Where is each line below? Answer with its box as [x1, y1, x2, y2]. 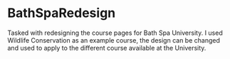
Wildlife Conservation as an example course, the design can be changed [7, 36, 221, 44]
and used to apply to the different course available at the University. [7, 43, 207, 52]
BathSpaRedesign [7, 5, 116, 21]
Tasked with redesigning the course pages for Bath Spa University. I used [7, 28, 223, 37]
